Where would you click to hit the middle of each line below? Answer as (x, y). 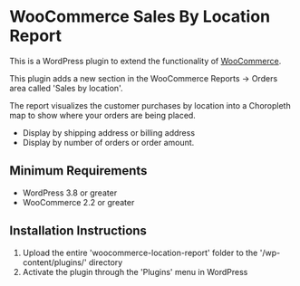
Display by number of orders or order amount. (108, 142)
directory (106, 262)
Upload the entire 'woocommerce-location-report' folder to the (140, 253)
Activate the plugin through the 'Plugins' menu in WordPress (135, 272)
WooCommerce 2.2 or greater (78, 202)
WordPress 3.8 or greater (70, 193)
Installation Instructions (78, 231)
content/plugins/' (55, 262)
